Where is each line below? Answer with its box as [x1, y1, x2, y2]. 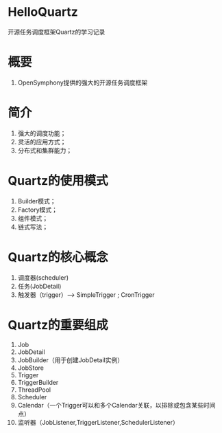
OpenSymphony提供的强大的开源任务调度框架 [17, 78, 148, 87]
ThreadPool [17, 386, 51, 394]
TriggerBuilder [17, 378, 59, 386]
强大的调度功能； [17, 129, 66, 137]
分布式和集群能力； [17, 146, 73, 155]
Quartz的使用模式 [8, 173, 108, 188]
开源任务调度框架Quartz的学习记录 [8, 27, 106, 36]
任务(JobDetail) [17, 282, 62, 290]
